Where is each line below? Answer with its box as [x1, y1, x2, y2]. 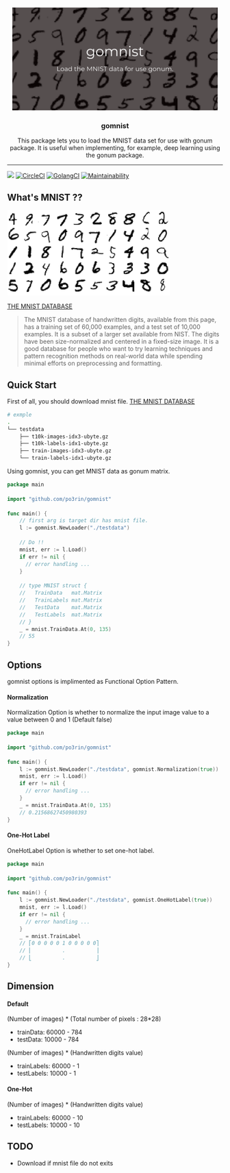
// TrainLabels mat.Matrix [19, 597, 103, 604]
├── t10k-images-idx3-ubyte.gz [19, 433, 109, 440]
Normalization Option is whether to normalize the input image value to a [7, 708, 209, 717]
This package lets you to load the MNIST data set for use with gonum [17, 136, 213, 145]
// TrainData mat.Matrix [19, 590, 103, 597]
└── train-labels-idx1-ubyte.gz [19, 455, 112, 462]
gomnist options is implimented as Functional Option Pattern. [7, 677, 179, 685]
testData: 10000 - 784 [16, 1035, 79, 1044]
